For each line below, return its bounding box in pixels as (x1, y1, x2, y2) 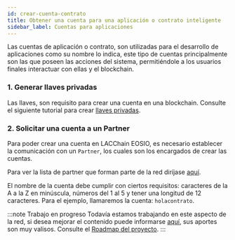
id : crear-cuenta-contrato (7, 10, 86, 18)
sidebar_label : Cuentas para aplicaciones (7, 23, 133, 30)
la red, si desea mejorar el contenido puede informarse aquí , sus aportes (7, 217, 217, 225)
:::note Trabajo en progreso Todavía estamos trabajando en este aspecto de (7, 210, 227, 218)
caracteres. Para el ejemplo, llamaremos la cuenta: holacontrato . (7, 196, 195, 204)
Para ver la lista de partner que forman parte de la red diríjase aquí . (7, 168, 201, 176)
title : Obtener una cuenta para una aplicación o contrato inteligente (7, 17, 221, 24)
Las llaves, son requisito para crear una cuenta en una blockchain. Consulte (7, 98, 227, 107)
